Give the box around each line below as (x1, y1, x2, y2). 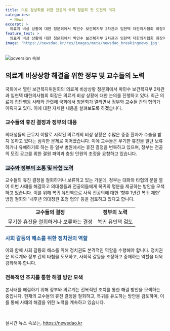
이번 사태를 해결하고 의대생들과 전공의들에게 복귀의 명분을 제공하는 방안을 (10, 184, 155, 190)
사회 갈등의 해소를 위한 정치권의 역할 (5, 235, 88, 242)
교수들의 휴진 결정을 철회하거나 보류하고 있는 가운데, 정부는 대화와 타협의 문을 (5, 177, 158, 183)
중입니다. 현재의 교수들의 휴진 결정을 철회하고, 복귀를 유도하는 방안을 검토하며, (5, 293, 159, 299)
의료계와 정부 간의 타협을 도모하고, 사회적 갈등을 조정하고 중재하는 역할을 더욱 (10, 254, 163, 260)
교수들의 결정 (35, 209, 65, 216)
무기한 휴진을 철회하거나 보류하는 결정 (8, 218, 93, 225)
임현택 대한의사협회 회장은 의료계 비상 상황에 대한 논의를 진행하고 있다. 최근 (10, 92, 159, 98)
